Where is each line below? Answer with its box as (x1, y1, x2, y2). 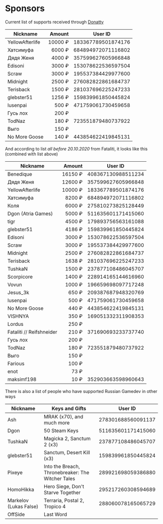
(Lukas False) (7, 503, 39, 510)
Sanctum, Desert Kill (43, 449, 91, 456)
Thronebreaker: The (43, 469, 90, 476)
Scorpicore (7, 273, 33, 280)
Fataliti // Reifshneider (7, 328, 57, 335)
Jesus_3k (7, 289, 30, 296)
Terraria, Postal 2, (43, 497, 84, 504)
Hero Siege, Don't (43, 483, 84, 490)
